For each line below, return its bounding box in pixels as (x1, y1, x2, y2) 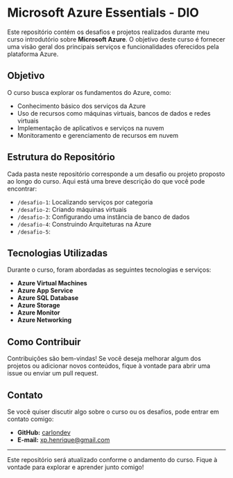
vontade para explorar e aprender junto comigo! (7, 463, 144, 471)
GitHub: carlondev (17, 428, 71, 436)
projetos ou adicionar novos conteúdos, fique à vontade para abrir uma (7, 362, 211, 370)
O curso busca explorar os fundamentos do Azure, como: (7, 88, 171, 96)
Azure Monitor (17, 308, 60, 317)
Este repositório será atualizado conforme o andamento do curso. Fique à (7, 456, 218, 463)
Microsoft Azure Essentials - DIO (7, 5, 200, 21)
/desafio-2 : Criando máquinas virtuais (17, 205, 127, 213)
